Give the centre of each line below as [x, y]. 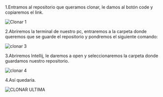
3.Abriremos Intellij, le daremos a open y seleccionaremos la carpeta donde [82, 56]
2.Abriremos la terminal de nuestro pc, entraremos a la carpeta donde [76, 31]
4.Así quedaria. [20, 80]
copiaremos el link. [24, 12]
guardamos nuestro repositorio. [37, 61]
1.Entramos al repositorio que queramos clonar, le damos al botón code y [79, 7]
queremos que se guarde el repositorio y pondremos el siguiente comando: [81, 37]
